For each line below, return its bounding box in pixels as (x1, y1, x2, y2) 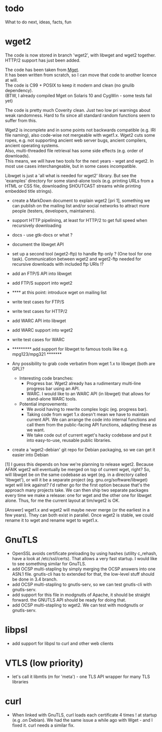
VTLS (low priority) (5, 658, 83, 668)
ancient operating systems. (5, 142, 60, 148)
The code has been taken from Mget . (5, 67, 80, 73)
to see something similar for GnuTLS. (12, 561, 86, 567)
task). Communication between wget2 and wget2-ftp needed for (12, 256, 142, 262)
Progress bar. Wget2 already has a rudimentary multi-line (26, 380, 142, 386)
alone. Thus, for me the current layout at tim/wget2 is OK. (5, 497, 120, 503)
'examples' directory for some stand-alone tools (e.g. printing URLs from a (5, 178, 154, 183)
